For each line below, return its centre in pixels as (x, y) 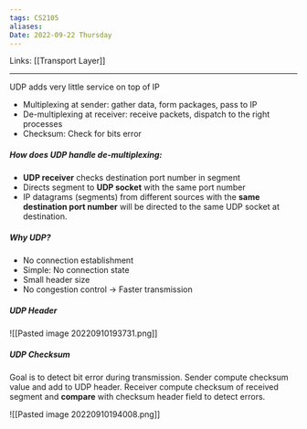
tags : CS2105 (34, 18)
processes (42, 124)
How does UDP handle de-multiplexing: (86, 154)
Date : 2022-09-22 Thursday (61, 35)
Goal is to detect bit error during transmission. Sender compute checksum (149, 377)
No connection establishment (78, 260)
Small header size (56, 280)
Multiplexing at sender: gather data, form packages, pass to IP (140, 105)
